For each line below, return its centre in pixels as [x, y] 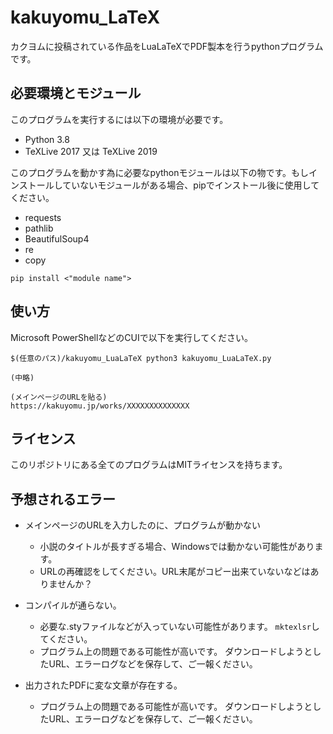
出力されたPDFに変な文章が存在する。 [103, 685]
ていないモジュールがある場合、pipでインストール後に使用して [191, 185]
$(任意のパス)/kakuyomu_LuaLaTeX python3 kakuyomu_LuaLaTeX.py [141, 358]
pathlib [39, 228]
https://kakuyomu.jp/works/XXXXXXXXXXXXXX [100, 406]
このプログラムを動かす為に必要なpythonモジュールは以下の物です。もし [160, 172]
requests [43, 217]
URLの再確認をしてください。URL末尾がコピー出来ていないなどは [175, 572]
